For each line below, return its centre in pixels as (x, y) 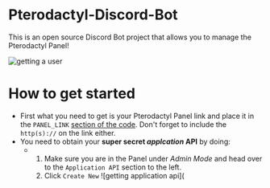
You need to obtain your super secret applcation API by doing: (125, 141)
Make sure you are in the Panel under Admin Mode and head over (153, 158)
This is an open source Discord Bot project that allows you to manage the (130, 37)
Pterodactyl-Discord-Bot (93, 15)
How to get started (72, 94)
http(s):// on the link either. (68, 133)
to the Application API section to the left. (113, 167)
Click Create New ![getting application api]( (114, 175)
